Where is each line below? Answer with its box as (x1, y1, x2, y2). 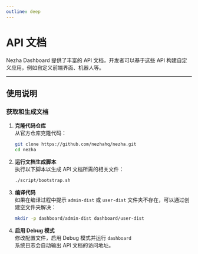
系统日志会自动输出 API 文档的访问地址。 (14, 242, 114, 249)
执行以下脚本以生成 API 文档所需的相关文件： (14, 166, 125, 172)
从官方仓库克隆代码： (14, 129, 67, 136)
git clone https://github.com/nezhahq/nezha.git (14, 141, 137, 148)
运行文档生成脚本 (14, 158, 57, 165)
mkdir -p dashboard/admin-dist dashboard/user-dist (14, 215, 144, 222)
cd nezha (14, 147, 37, 153)
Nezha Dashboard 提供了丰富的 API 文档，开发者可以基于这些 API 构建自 (6, 57, 182, 64)
